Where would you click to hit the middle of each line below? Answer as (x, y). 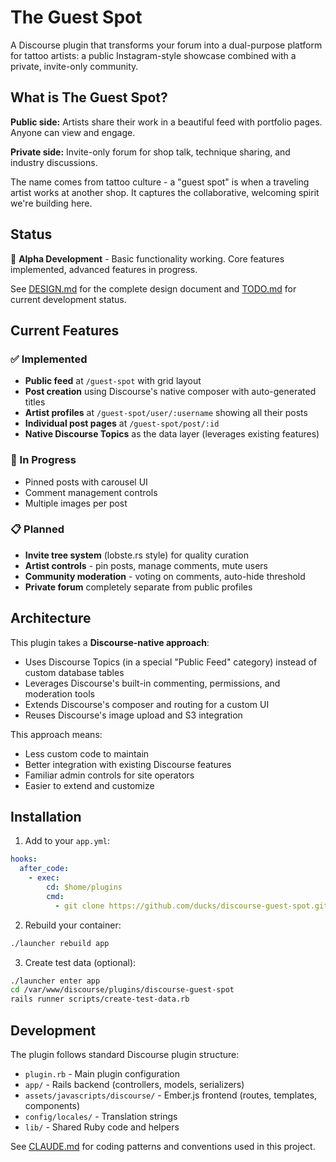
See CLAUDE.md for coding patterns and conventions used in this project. (163, 1147)
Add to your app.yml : (67, 841)
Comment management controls (91, 492)
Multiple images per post (76, 503)
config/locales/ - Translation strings (101, 1117)
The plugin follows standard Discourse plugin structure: (125, 1055)
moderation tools (59, 693)
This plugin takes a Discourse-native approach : (110, 642)
